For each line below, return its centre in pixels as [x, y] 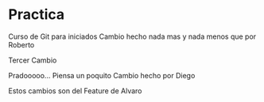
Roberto [21, 44]
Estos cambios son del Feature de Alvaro [75, 91]
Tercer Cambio [33, 60]
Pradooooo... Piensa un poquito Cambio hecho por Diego [102, 75]
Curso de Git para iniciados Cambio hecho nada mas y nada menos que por [132, 36]
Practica [37, 15]
